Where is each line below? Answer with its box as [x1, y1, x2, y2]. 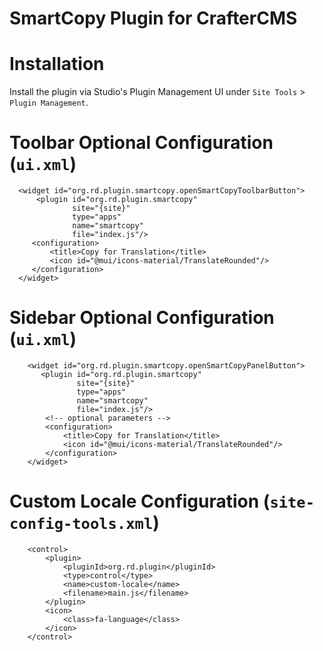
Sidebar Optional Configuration [9, 307, 275, 329]
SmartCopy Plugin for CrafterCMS [9, 7, 298, 30]
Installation [9, 53, 105, 76]
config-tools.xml [9, 515, 154, 534]
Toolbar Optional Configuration [9, 132, 274, 154]
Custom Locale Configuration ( [9, 490, 271, 513]
